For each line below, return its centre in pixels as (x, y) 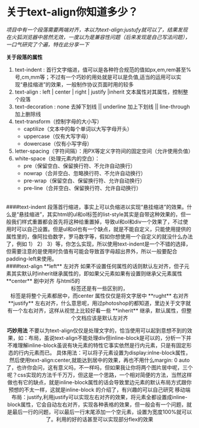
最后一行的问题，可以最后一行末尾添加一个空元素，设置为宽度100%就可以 (102, 411)
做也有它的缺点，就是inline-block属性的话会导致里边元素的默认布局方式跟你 (99, 382)
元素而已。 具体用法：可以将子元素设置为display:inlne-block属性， (110, 352)
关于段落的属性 (24, 57)
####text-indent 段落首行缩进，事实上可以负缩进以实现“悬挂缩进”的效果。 (97, 207)
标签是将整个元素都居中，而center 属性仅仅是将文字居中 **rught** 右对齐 (99, 295)
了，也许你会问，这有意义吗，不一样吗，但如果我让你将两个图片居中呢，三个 (99, 367)
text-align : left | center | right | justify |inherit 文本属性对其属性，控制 (99, 92)
